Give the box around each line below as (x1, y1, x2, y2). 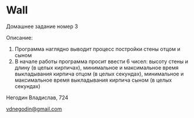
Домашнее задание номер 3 (6, 23, 78, 30)
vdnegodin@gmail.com (6, 105, 62, 112)
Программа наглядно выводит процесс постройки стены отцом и (14, 45, 180, 53)
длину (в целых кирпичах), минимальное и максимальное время (14, 64, 179, 71)
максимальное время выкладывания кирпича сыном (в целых (14, 77, 172, 84)
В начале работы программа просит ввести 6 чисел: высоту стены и (14, 58, 189, 65)
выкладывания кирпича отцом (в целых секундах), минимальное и (14, 70, 184, 77)
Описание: (6, 34, 33, 41)
